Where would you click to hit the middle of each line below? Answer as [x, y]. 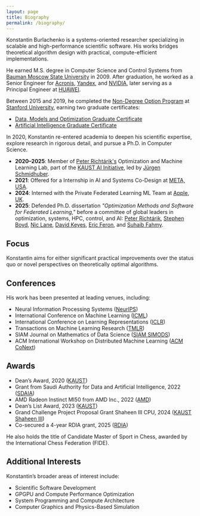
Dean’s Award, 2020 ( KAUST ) [51, 380]
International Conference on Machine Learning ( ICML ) [81, 315]
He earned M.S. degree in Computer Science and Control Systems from [94, 71]
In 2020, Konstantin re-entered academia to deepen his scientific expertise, [99, 137]
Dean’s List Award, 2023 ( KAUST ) [56, 406]
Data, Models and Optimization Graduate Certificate [79, 119]
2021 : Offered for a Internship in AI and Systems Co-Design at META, [100, 181]
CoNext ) [25, 347]
